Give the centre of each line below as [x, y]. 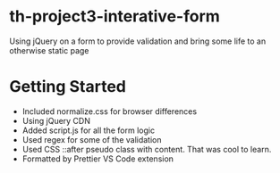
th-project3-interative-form [115, 16]
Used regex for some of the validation [92, 139]
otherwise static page [49, 50]
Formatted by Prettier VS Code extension [98, 159]
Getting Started [68, 87]
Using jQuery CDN [56, 120]
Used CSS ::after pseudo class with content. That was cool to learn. [147, 149]
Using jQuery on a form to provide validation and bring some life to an [138, 41]
